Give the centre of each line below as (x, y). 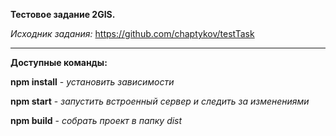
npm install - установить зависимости (92, 82)
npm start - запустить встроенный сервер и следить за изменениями (160, 101)
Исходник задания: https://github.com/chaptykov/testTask (132, 33)
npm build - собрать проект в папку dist (96, 120)
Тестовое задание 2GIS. (63, 14)
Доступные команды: (59, 62)
